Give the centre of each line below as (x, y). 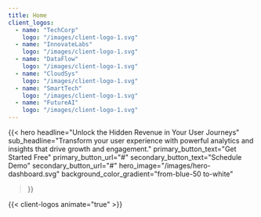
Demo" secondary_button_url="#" (63, 166)
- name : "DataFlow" (47, 60)
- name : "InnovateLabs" (54, 45)
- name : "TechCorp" (47, 30)
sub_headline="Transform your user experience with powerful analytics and (131, 141)
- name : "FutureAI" (47, 103)
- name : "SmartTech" (49, 88)
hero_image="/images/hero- (165, 166)
